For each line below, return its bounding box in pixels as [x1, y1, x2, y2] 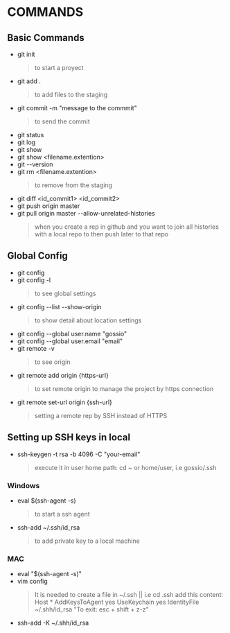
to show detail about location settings [34, 316, 142, 324]
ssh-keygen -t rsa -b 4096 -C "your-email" [17, 450, 141, 458]
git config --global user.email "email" [17, 337, 123, 345]
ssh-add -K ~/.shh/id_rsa [17, 618, 89, 627]
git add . [17, 77, 42, 85]
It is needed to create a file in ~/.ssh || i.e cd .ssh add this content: [34, 591, 224, 599]
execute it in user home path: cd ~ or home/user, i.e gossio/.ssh [34, 463, 217, 471]
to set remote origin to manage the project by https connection [34, 384, 214, 392]
